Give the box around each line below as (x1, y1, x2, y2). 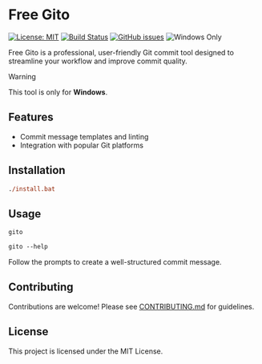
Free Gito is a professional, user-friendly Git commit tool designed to (8, 47, 235, 57)
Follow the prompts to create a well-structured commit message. (8, 257, 222, 266)
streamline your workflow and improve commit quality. (8, 56, 188, 66)
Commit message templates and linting (19, 131, 149, 141)
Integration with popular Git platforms (19, 140, 144, 150)
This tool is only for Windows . (8, 87, 108, 97)
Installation (8, 164, 66, 177)
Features (8, 111, 54, 124)
